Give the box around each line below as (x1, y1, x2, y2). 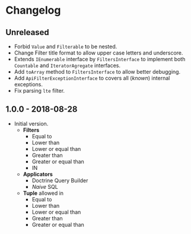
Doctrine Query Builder (31, 176, 88, 184)
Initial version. (14, 120, 49, 127)
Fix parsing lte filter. (14, 87, 65, 94)
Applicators (23, 170, 53, 178)
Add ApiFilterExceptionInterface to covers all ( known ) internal (14, 75, 170, 81)
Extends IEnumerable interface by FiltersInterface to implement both (14, 56, 186, 62)
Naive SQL (31, 183, 59, 190)
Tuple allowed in (23, 189, 63, 197)
